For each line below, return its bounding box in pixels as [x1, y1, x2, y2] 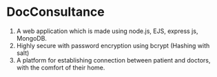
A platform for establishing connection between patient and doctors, [16, 56, 211, 64]
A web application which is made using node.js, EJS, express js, [16, 27, 198, 35]
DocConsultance [6, 4, 105, 20]
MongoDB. [16, 34, 48, 42]
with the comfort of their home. [16, 63, 105, 71]
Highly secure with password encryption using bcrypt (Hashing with [16, 41, 210, 49]
